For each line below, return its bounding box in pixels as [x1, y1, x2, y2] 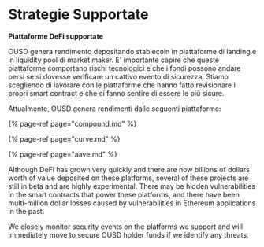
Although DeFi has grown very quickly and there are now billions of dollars [8, 164, 251, 174]
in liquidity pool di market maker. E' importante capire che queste [8, 55, 219, 65]
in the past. [8, 206, 45, 216]
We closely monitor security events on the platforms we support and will [8, 222, 243, 231]
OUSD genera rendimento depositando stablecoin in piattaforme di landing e [8, 46, 257, 56]
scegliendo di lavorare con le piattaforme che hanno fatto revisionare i [8, 80, 236, 90]
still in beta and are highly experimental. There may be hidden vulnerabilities [8, 181, 256, 190]
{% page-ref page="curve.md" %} [8, 134, 121, 143]
